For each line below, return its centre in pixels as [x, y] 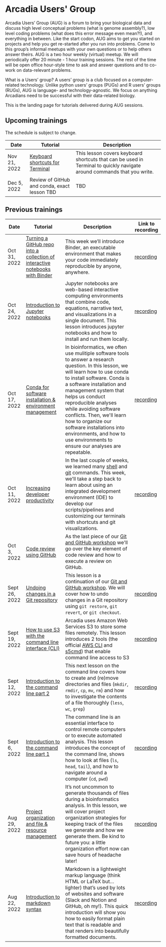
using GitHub [41, 555]
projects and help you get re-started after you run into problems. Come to [80, 44]
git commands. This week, [95, 473]
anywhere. [77, 272]
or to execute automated [93, 735]
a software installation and [96, 384]
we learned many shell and [96, 466]
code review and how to [93, 555]
